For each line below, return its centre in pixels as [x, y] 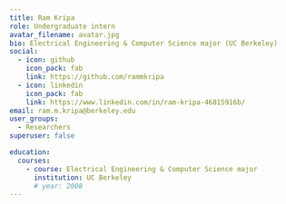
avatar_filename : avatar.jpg [64, 34]
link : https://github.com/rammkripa [95, 77]
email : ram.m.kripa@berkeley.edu [73, 111]
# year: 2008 [58, 186]
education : [30, 152]
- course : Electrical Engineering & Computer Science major [142, 169]
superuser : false [42, 136]
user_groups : [34, 119]
